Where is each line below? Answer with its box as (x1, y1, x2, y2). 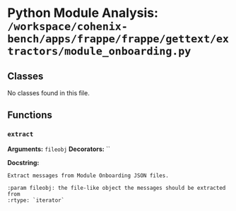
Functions (7, 109, 53, 121)
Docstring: (7, 158, 40, 167)
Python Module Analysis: (7, 5, 159, 21)
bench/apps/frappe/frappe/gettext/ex (7, 32, 230, 46)
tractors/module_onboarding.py (7, 44, 191, 58)
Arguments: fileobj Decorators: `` (7, 145, 111, 153)
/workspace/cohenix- (7, 20, 129, 33)
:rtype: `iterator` (7, 196, 65, 204)
